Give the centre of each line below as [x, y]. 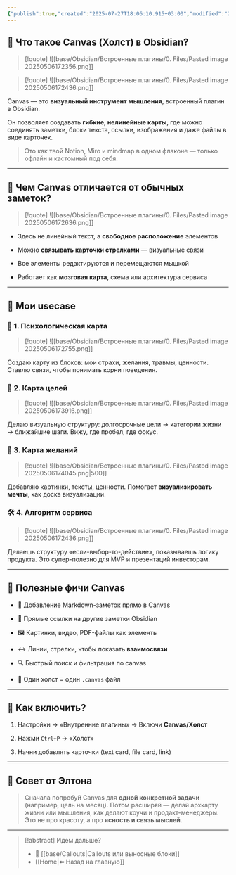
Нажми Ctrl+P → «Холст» [56, 739]
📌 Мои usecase [41, 306]
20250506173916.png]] [58, 411]
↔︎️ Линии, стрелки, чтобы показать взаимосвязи [92, 649]
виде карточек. [30, 137]
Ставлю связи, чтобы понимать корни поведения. [82, 369]
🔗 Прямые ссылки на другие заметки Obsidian [87, 618]
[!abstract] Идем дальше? [63, 841]
